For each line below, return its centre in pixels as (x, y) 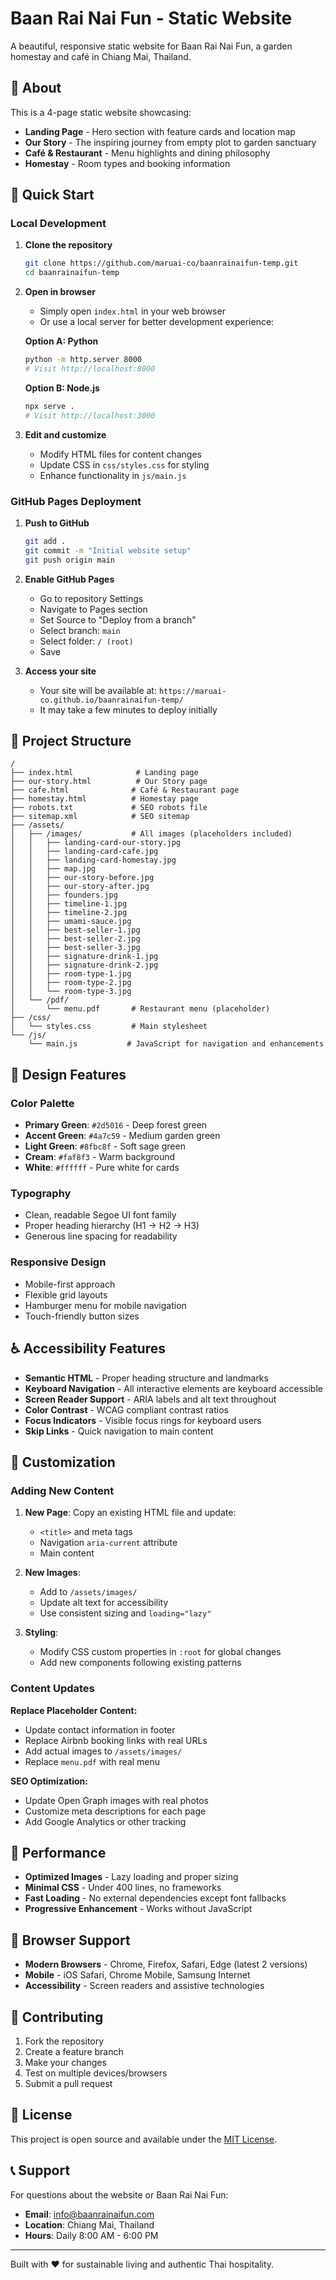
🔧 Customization (63, 1462)
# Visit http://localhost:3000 (90, 415)
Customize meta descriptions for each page (115, 1811)
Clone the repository (68, 245)
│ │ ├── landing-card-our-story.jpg (96, 843)
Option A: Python (61, 341)
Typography (41, 1194)
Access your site (60, 671)
